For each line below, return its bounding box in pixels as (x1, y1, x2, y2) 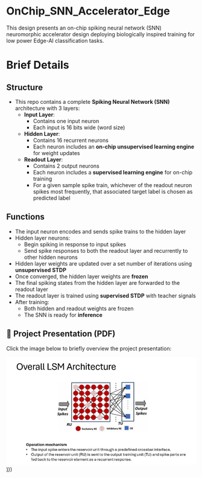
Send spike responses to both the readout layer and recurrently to (24, 247, 188, 254)
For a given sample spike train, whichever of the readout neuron (33, 181, 192, 188)
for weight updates (33, 149, 80, 156)
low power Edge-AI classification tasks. (6, 37, 104, 44)
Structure (6, 82, 43, 92)
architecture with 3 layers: (14, 104, 80, 112)
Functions (6, 212, 45, 222)
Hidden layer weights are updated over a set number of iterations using (14, 260, 192, 267)
